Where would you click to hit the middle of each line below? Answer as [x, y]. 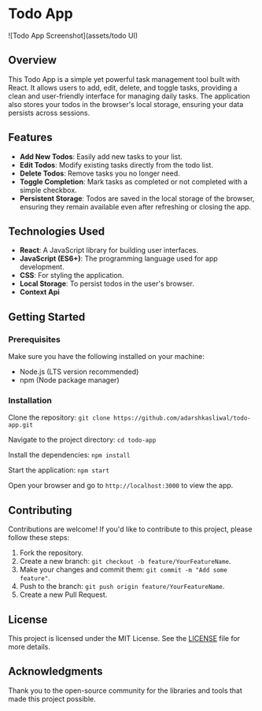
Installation [30, 400]
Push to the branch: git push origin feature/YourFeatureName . [122, 587]
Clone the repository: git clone [59, 417]
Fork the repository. [52, 553]
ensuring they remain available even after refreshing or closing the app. [135, 206]
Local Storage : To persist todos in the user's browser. [107, 283]
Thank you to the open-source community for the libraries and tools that [125, 691]
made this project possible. [52, 698]
